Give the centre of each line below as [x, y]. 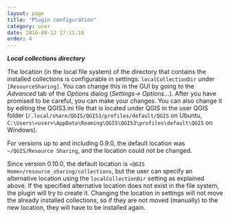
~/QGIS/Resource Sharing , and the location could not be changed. [100, 151]
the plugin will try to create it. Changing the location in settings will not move [115, 193]
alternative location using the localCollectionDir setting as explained [106, 178]
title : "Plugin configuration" [52, 20]
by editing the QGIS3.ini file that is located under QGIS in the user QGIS [107, 108]
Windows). [22, 130]
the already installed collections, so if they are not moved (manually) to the [113, 200]
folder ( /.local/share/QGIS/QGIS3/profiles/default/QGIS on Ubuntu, [105, 116]
